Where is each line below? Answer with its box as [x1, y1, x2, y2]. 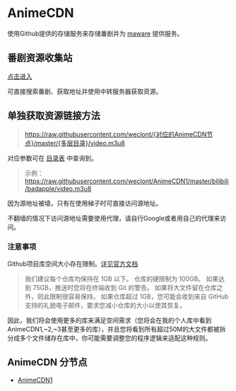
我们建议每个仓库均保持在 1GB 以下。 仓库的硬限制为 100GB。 [24, 274, 205, 283]
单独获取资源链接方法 [7, 110, 100, 122]
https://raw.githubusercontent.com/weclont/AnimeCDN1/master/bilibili [24, 177, 229, 185]
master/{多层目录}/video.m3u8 [35, 139, 126, 147]
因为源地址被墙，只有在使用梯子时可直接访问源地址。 [7, 199, 163, 207]
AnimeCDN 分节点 [7, 356, 88, 368]
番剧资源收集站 [7, 52, 73, 64]
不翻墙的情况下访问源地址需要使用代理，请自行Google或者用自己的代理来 [7, 214, 220, 222]
